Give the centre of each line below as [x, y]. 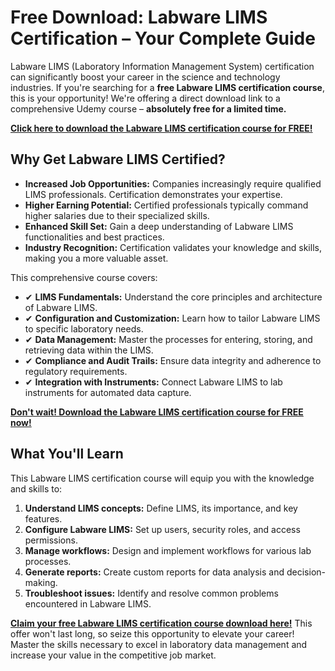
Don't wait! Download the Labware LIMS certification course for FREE [157, 412]
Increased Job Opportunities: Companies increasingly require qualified [173, 183]
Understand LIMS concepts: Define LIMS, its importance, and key [161, 508]
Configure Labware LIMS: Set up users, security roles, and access [162, 529]
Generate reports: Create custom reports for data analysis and [154, 572]
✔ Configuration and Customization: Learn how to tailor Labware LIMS [172, 318]
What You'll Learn [67, 454]
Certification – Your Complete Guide [163, 38]
